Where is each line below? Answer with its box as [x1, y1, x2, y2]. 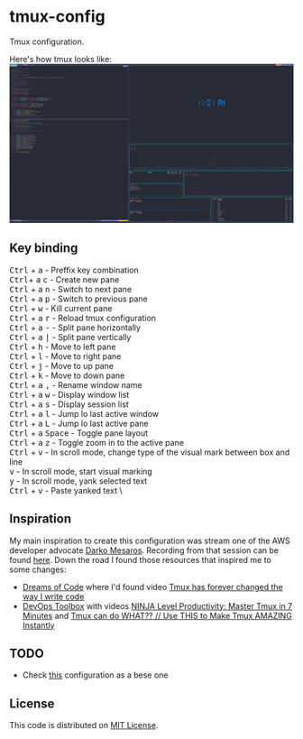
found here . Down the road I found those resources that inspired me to [9, 554, 272, 565]
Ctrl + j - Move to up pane [9, 360, 115, 371]
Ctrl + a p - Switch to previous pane [9, 293, 149, 304]
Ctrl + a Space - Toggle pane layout [9, 427, 149, 439]
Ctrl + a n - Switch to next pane [9, 283, 133, 294]
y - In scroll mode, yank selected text [9, 476, 148, 486]
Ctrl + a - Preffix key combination [9, 264, 139, 275]
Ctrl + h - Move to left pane [9, 341, 116, 352]
